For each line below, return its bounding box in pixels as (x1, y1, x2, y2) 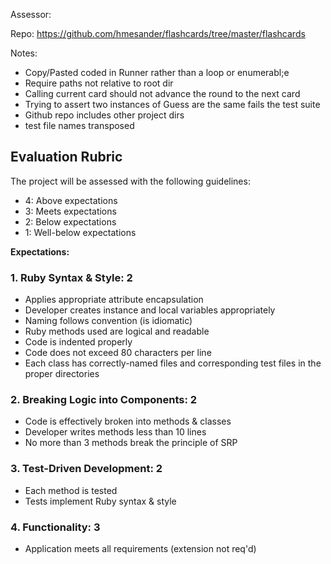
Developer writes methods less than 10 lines (24, 426, 207, 438)
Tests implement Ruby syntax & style (24, 495, 177, 507)
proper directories (24, 368, 100, 380)
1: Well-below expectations (24, 226, 137, 238)
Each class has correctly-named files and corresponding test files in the (24, 357, 322, 369)
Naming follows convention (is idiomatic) (24, 315, 193, 327)
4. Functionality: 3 (10, 520, 101, 534)
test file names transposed (24, 120, 135, 131)
